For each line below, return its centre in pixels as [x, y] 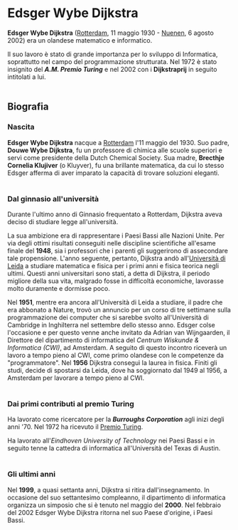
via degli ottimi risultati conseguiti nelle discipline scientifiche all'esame [112, 243]
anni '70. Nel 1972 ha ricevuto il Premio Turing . [75, 427]
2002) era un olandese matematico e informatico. [80, 40]
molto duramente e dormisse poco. [59, 288]
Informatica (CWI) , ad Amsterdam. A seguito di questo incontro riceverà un [117, 347]
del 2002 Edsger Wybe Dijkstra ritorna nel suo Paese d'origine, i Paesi [110, 512]
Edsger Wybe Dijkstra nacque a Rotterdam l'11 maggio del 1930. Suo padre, [118, 142]
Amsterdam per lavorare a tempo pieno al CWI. [76, 378]
